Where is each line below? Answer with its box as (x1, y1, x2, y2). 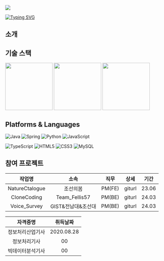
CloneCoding (11, 193, 42, 200)
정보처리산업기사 (8, 228, 45, 235)
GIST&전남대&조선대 (50, 202, 97, 210)
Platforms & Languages (5, 120, 80, 129)
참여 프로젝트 (5, 159, 44, 168)
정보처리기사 (12, 238, 41, 245)
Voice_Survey (10, 202, 43, 210)
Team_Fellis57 (56, 193, 91, 200)
